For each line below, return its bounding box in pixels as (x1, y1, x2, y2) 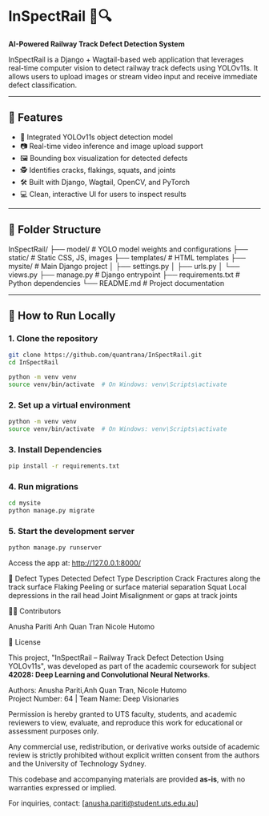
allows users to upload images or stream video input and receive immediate (8, 71, 258, 81)
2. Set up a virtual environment (8, 399, 130, 410)
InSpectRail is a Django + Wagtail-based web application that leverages (8, 54, 244, 64)
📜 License (8, 637, 42, 647)
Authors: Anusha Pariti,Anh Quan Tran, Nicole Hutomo (8, 685, 187, 695)
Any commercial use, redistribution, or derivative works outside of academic (8, 742, 260, 752)
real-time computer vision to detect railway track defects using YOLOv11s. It (8, 62, 259, 73)
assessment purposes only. (8, 726, 99, 736)
